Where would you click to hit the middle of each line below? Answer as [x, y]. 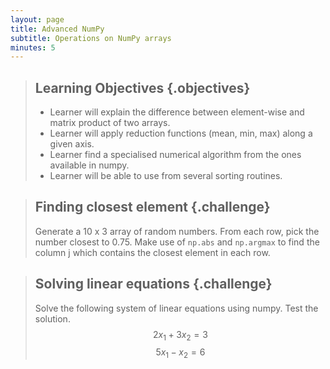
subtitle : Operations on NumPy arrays [91, 38]
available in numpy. [89, 165]
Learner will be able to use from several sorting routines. [166, 176]
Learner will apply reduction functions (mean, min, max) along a [181, 133]
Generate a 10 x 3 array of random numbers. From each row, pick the [177, 231]
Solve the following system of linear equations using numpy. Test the [176, 308]
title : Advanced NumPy [57, 29]
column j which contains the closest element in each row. [152, 252]
